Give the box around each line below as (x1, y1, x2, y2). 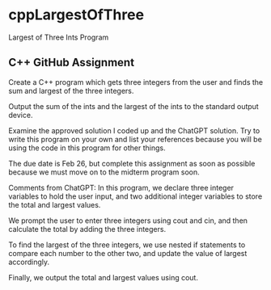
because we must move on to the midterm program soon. (8, 167, 200, 177)
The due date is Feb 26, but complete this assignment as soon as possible (8, 158, 256, 168)
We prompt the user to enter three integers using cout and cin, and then (8, 216, 248, 225)
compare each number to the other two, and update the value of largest (8, 248, 248, 258)
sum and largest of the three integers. (8, 86, 134, 95)
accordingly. (8, 257, 50, 267)
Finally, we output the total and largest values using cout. (8, 272, 198, 282)
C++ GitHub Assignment (8, 56, 135, 69)
